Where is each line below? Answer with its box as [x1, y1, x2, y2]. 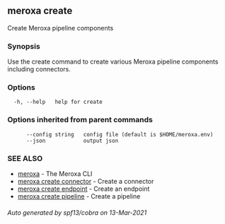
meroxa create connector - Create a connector [17, 177, 154, 185]
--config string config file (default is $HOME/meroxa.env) [25, 131, 214, 138]
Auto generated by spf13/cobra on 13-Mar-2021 [7, 208, 147, 217]
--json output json [25, 137, 119, 144]
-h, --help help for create [13, 98, 103, 106]
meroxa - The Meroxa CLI [17, 170, 93, 178]
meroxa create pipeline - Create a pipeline [17, 192, 141, 200]
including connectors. [7, 65, 71, 73]
